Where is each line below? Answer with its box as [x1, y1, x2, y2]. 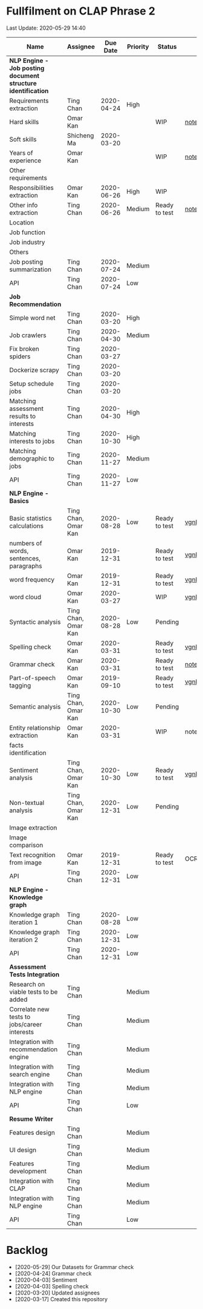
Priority [126, 42, 149, 51]
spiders [9, 352, 31, 361]
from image [9, 858, 42, 867]
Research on [9, 980, 45, 988]
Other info [9, 201, 38, 209]
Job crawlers [9, 331, 47, 340]
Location [9, 218, 34, 226]
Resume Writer [9, 1115, 53, 1123]
